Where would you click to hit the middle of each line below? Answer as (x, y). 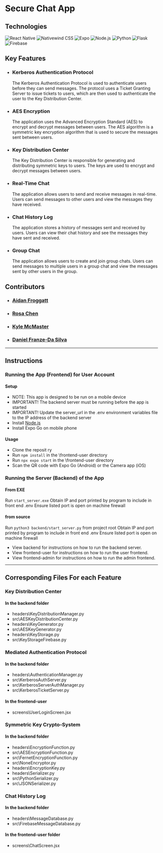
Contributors (25, 287)
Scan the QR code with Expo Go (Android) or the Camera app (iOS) (79, 466)
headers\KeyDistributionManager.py (48, 614)
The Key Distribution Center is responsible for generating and (73, 161)
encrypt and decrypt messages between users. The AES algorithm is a (83, 127)
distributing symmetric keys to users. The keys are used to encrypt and (83, 165)
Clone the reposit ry (32, 450)
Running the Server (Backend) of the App (55, 478)
